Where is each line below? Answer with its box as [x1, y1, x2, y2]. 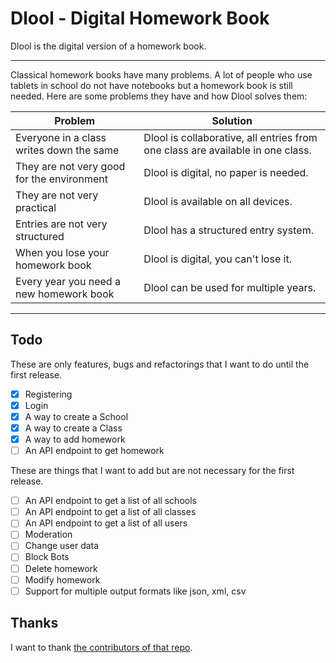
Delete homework [24, 562, 98, 574]
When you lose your [15, 245, 110, 259]
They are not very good [15, 159, 126, 173]
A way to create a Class [24, 422, 123, 434]
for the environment [15, 172, 108, 186]
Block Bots [24, 551, 70, 563]
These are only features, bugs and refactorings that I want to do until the [10, 358, 310, 370]
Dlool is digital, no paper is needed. [143, 165, 309, 179]
